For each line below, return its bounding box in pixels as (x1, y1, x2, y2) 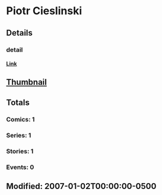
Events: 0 (6, 163, 34, 171)
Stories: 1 (6, 147, 34, 155)
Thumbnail (6, 77, 47, 87)
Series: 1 (6, 131, 31, 139)
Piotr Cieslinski (6, 4, 82, 18)
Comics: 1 (6, 115, 35, 123)
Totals (6, 97, 30, 107)
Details (6, 28, 33, 38)
